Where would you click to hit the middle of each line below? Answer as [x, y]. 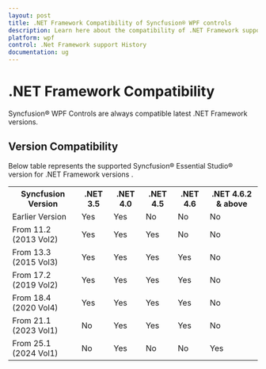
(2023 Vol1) [35, 330]
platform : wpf [32, 38]
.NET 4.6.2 [232, 193]
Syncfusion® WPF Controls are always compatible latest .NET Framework [128, 113]
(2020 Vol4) [35, 307]
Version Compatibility [63, 147]
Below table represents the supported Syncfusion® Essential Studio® [121, 165]
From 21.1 [32, 320]
